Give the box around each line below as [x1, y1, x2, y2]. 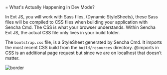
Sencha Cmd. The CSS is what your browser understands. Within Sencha [5, 24, 156, 30]
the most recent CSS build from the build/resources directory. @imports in [5, 45, 159, 50]
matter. [5, 55, 20, 61]
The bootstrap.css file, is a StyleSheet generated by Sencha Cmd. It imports [5, 39, 162, 45]
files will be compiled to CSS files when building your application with [5, 19, 148, 25]
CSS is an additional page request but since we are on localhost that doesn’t [5, 50, 162, 56]
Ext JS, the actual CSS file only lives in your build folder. [5, 30, 120, 35]
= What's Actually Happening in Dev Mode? [5, 4, 95, 10]
